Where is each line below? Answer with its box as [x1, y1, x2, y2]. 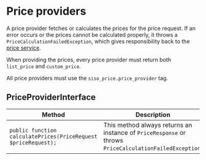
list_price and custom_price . [6, 63, 82, 70]
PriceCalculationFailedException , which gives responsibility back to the [6, 37, 190, 45]
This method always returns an [103, 121, 193, 129]
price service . [6, 44, 41, 51]
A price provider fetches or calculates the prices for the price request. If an [6, 25, 196, 32]
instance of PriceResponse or [103, 128, 186, 137]
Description [135, 110, 170, 119]
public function [9, 127, 57, 134]
